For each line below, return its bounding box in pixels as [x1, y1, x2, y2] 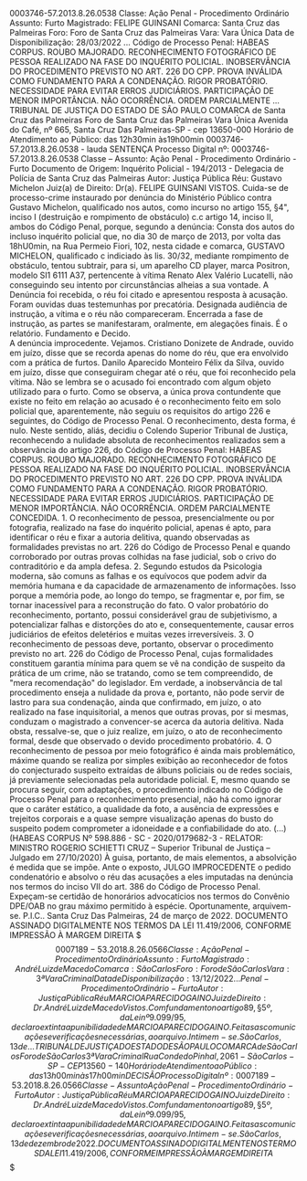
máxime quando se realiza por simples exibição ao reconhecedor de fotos [9, 755, 289, 765]
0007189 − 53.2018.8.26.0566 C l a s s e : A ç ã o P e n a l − [55, 944, 250, 954]
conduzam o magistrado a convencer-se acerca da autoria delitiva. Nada [9, 716, 284, 727]
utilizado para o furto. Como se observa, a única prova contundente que [9, 386, 281, 396]
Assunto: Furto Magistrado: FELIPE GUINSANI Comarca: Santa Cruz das [9, 17, 281, 28]
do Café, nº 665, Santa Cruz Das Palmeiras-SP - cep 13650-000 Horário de [9, 124, 294, 135]
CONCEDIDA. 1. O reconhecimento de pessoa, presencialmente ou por [9, 512, 275, 523]
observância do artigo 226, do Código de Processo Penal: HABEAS [9, 445, 262, 455]
